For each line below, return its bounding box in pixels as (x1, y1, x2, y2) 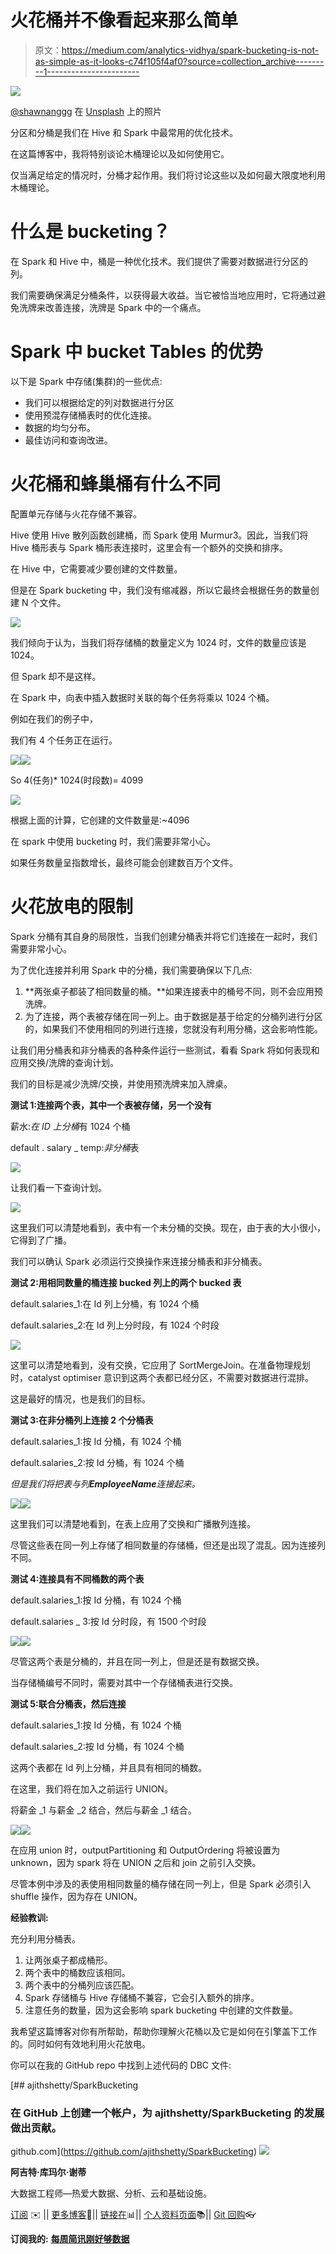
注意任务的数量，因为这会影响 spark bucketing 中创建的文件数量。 (24, 2004, 298, 2016)
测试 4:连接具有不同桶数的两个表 (10, 1572, 145, 1585)
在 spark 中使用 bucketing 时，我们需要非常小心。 (10, 835, 217, 847)
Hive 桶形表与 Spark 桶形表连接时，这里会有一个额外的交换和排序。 (10, 541, 289, 553)
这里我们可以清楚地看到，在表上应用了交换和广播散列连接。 (10, 1517, 256, 1530)
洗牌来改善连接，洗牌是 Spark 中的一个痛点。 (18, 301, 207, 313)
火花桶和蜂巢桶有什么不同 (10, 473, 222, 495)
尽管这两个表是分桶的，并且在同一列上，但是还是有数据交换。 (10, 1655, 265, 1667)
